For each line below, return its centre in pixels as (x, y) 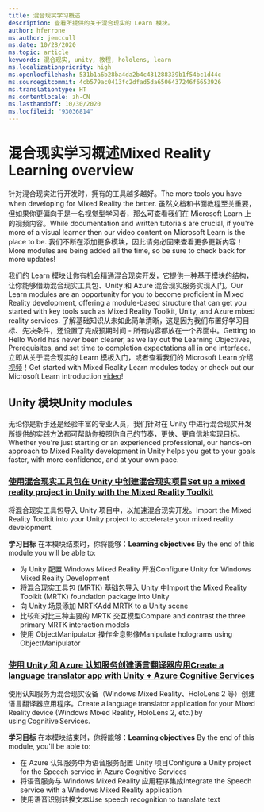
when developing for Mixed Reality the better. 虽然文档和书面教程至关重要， (132, 203)
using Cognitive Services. (50, 721)
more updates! (32, 259)
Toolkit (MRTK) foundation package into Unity (94, 597)
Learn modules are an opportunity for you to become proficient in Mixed (126, 294)
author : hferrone (37, 30)
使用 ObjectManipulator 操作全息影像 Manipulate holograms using (126, 634)
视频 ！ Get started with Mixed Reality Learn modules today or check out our (131, 367)
